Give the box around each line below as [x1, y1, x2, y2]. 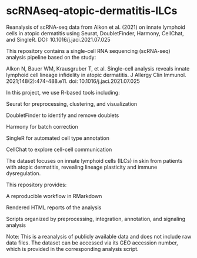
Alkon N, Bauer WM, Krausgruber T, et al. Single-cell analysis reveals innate [6, 65, 190, 72]
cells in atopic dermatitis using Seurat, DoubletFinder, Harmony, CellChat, [6, 29, 184, 36]
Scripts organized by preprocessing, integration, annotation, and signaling [6, 215, 186, 222]
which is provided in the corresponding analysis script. [6, 245, 139, 252]
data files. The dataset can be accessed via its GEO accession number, [6, 239, 178, 246]
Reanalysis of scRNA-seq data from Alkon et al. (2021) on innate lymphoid [6, 24, 185, 31]
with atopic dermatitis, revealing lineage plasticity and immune [6, 163, 158, 170]
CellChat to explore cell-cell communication [6, 146, 112, 153]
